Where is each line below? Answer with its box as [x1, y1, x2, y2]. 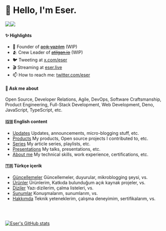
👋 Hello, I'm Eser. [5, 5, 76, 16]
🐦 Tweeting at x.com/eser [12, 57, 67, 63]
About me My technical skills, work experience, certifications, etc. [12, 151, 148, 157]
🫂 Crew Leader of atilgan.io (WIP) [12, 50, 83, 56]
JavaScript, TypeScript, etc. [5, 107, 62, 113]
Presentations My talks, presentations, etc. [12, 146, 101, 152]
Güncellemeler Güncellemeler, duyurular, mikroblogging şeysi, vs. [12, 174, 148, 180]
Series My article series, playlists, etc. [12, 140, 91, 147]
